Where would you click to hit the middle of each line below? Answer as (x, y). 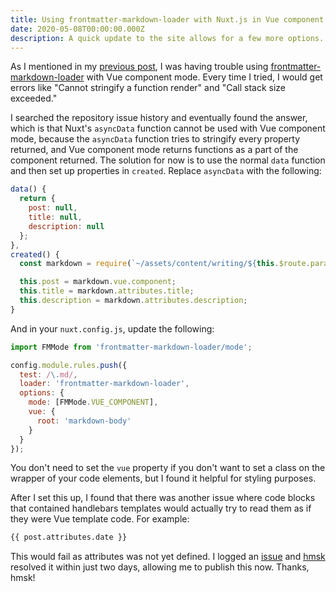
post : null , (53, 208)
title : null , (55, 217)
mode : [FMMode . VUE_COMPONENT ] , (93, 402)
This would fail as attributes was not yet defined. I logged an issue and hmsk (168, 557)
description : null (66, 226)
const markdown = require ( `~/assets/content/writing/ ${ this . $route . (165, 264)
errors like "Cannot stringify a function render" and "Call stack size (148, 88)
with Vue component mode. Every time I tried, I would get (204, 77)
